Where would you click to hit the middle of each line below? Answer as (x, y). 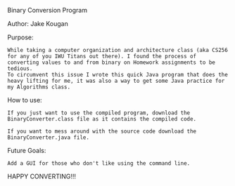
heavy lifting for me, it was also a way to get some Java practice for (116, 81)
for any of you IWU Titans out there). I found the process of (102, 56)
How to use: (25, 100)
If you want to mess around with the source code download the (102, 131)
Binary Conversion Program (47, 10)
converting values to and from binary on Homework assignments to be (112, 62)
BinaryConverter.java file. (49, 138)
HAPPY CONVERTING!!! (42, 176)
